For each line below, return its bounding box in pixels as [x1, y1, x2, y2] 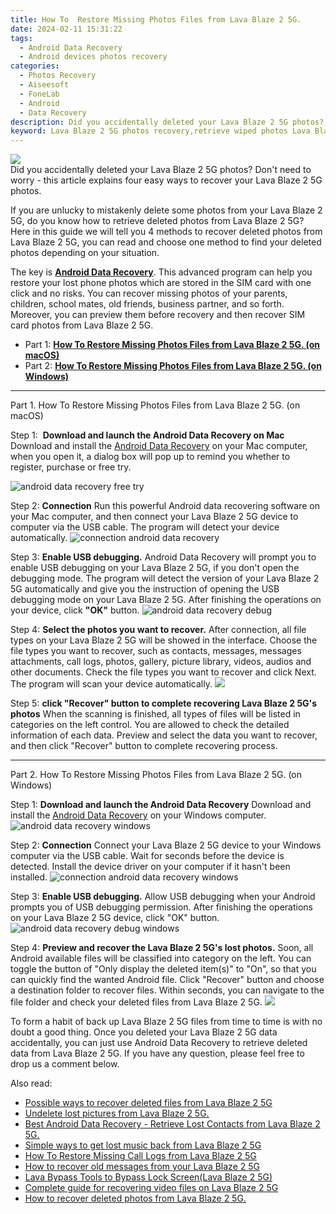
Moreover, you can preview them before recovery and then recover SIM [10, 309, 306, 321]
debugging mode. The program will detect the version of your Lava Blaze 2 [10, 572, 320, 585]
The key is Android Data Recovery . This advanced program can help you [10, 266, 313, 278]
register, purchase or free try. [10, 461, 132, 473]
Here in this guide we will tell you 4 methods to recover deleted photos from [10, 226, 323, 238]
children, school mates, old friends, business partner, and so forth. [10, 298, 285, 310]
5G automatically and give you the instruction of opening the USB [10, 583, 280, 595]
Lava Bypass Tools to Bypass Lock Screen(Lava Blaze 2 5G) [24, 1171, 273, 1183]
